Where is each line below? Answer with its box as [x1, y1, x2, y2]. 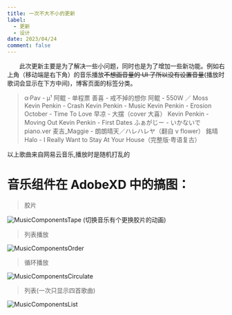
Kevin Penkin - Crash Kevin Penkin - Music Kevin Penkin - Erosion [23, 101, 212, 110]
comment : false [7, 42, 51, 49]
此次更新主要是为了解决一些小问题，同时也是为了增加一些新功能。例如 [19, 62, 219, 70]
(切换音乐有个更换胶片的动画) [82, 215, 166, 224]
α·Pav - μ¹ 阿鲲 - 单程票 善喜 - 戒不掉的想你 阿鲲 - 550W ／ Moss [23, 94, 209, 102]
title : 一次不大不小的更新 [7, 10, 76, 17]
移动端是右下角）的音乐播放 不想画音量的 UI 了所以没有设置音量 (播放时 [25, 70, 225, 79]
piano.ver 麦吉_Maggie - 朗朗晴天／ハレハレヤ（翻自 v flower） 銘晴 [23, 127, 219, 135]
